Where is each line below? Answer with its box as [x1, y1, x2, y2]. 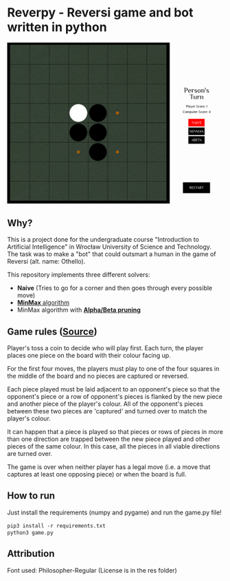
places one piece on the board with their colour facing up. [7, 352, 172, 360]
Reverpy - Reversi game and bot [7, 5, 194, 21]
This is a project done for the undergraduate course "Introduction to [7, 236, 199, 244]
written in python [7, 19, 108, 35]
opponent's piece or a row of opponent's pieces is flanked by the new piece [7, 393, 223, 401]
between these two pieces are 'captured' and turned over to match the [7, 407, 207, 415]
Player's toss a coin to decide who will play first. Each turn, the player [7, 344, 204, 352]
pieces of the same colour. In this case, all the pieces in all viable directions [7, 442, 220, 451]
